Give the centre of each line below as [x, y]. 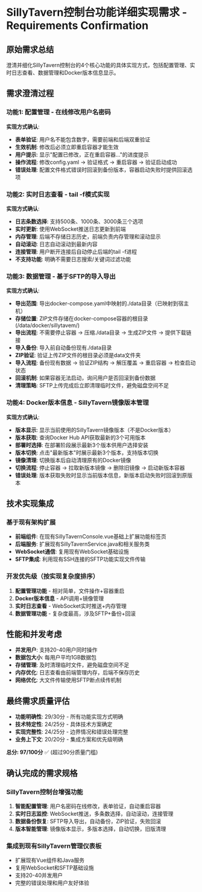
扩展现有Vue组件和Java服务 [50, 860]
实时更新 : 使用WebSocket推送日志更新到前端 [71, 229]
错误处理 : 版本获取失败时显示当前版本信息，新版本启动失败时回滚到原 [101, 475]
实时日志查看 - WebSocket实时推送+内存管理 [71, 606]
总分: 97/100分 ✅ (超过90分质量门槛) [52, 752]
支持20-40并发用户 [39, 875]
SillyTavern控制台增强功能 [45, 792]
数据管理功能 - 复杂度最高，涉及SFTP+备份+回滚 [75, 613]
